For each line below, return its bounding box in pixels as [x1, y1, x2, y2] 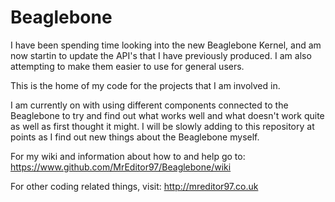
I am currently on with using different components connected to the [10, 99, 289, 111]
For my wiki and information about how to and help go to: [10, 150, 246, 162]
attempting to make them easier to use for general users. [10, 60, 245, 72]
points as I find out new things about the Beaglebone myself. [10, 131, 260, 143]
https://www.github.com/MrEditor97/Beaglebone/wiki [10, 161, 232, 173]
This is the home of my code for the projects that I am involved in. [10, 79, 281, 91]
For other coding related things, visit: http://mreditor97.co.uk [10, 180, 259, 192]
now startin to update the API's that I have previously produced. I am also [10, 49, 312, 61]
